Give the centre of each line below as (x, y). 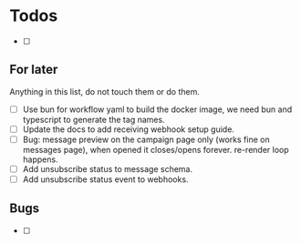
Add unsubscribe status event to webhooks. (105, 179)
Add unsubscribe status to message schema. (108, 168)
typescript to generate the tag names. (94, 119)
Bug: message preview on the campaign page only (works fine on (146, 139)
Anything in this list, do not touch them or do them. (105, 91)
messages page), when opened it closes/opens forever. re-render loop (156, 149)
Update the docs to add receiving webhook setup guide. (129, 129)
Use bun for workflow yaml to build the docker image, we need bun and (157, 109)
